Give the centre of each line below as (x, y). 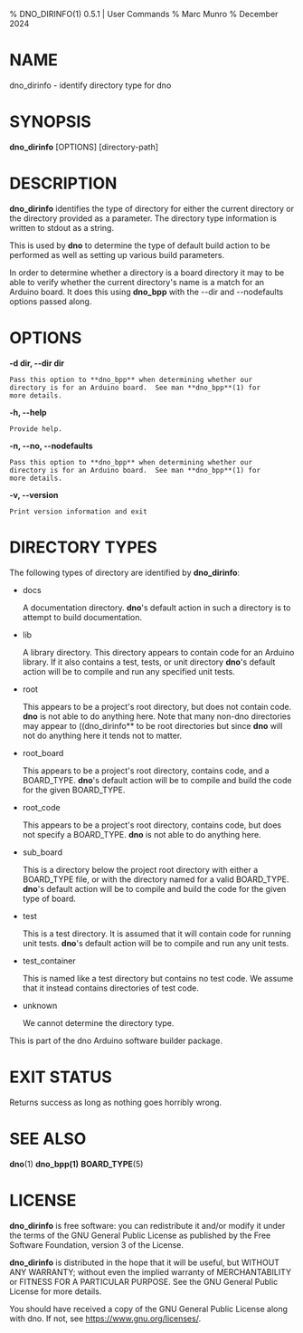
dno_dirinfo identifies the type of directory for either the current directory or (151, 208)
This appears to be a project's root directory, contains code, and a (146, 771)
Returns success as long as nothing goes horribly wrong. (116, 1102)
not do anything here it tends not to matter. (102, 735)
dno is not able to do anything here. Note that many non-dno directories (156, 716)
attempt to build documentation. (82, 617)
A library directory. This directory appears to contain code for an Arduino (158, 652)
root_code (41, 807)
